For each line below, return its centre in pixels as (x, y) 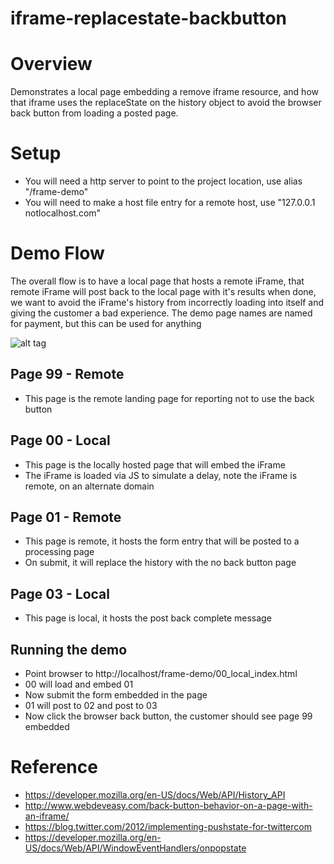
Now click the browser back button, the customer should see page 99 (168, 716)
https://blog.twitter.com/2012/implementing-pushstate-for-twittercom (168, 826)
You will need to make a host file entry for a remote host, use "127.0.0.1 (170, 203)
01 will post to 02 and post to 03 (91, 706)
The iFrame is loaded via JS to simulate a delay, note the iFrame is (161, 475)
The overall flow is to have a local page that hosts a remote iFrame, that (157, 281)
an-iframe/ (47, 816)
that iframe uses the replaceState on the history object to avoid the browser (166, 103)
